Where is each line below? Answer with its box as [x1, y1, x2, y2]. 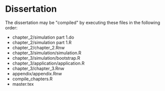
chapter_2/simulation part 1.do [12, 34, 74, 40]
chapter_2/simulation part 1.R [12, 39, 72, 45]
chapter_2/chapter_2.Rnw [12, 45, 65, 50]
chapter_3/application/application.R [12, 60, 85, 66]
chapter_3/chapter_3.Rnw [12, 65, 65, 71]
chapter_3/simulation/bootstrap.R [12, 55, 81, 61]
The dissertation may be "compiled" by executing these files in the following [5, 20, 161, 25]
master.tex [12, 81, 34, 87]
